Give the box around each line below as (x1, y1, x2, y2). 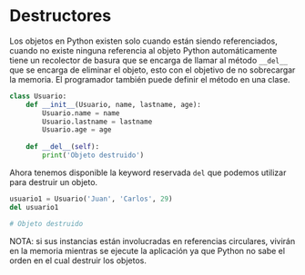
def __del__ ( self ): (25, 142, 100, 152)
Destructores (9, 5, 112, 26)
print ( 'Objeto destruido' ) (42, 151, 145, 160)
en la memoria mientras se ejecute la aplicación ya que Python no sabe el (9, 245, 285, 256)
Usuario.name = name (42, 108, 120, 118)
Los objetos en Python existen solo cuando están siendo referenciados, (9, 35, 278, 46)
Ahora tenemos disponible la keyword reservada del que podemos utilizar (9, 167, 287, 178)
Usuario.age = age (42, 125, 112, 134)
